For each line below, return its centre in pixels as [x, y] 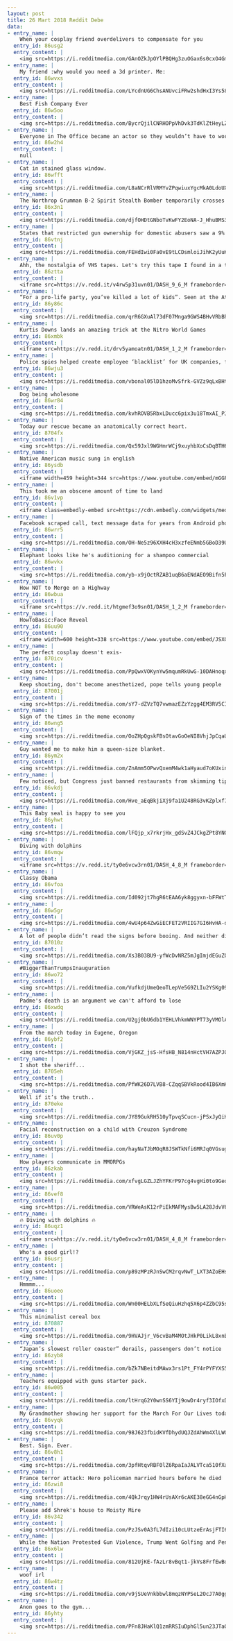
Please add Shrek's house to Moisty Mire [80, 1510]
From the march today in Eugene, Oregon [79, 1033]
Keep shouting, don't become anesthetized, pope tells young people [121, 684]
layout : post [26, 14]
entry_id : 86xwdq [38, 1007]
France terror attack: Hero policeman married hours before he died [121, 1478]
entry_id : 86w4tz [38, 1581]
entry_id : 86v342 [38, 1517]
